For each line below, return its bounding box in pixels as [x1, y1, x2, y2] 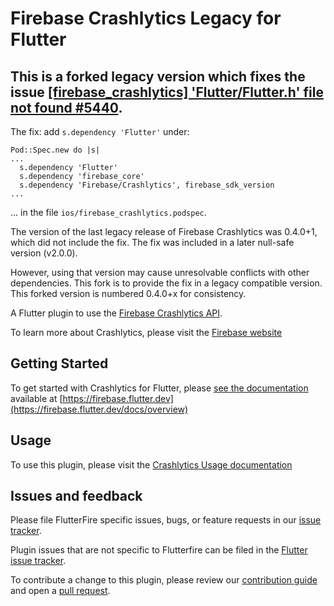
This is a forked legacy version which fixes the [10, 68, 306, 85]
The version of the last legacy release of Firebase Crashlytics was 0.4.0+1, [10, 226, 318, 237]
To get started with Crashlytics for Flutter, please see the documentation [10, 382, 309, 394]
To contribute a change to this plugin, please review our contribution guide [10, 574, 318, 586]
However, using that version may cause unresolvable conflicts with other [10, 267, 310, 278]
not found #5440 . [10, 99, 123, 116]
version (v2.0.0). [10, 247, 78, 259]
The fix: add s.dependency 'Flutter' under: [10, 126, 190, 137]
